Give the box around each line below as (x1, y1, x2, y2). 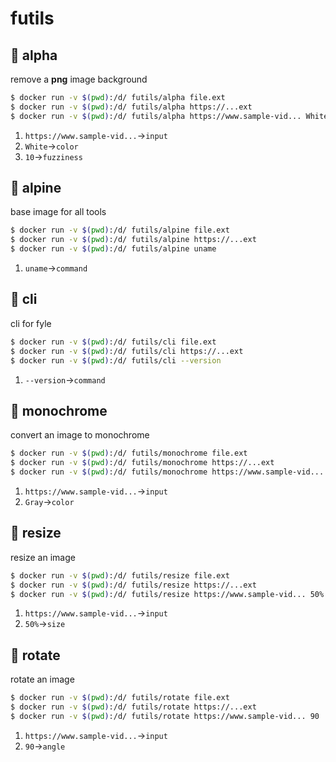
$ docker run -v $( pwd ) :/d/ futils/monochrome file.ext (10, 448, 248, 459)
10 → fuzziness (24, 150, 83, 162)
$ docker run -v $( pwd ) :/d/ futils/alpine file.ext (10, 225, 230, 236)
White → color (24, 140, 79, 152)
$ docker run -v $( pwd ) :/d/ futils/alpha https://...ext (10, 102, 253, 112)
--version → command (24, 373, 106, 386)
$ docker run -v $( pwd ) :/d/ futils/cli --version (10, 355, 222, 366)
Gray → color (24, 495, 75, 507)
